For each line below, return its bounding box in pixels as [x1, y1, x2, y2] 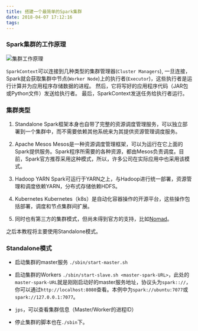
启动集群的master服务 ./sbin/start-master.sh [14, 259, 128, 266]
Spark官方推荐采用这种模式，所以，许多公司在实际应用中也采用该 [25, 155, 185, 162]
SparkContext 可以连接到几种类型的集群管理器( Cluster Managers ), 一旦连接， [6, 68, 191, 75]
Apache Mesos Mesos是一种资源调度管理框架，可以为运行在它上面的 [14, 140, 183, 147]
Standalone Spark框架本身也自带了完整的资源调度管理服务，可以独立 [14, 120, 183, 127]
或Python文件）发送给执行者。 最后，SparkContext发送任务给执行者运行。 [6, 89, 188, 97]
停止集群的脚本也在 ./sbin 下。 [14, 319, 88, 326]
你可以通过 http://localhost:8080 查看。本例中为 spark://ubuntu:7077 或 [14, 286, 189, 293]
